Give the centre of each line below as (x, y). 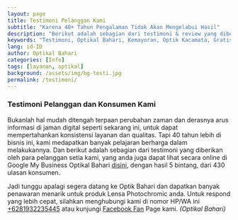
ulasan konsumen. (34, 172)
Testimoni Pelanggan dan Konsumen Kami (81, 105)
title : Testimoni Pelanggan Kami (57, 21)
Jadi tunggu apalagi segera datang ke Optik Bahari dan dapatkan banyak (114, 186)
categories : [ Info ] (36, 60)
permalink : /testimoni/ (42, 80)
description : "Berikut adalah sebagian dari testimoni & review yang (112, 34)
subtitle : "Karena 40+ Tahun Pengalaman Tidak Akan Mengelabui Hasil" (114, 27)
